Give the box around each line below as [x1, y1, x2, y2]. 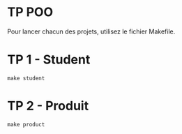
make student [7, 75, 45, 82]
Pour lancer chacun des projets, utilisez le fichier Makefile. [7, 27, 176, 36]
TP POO [7, 4, 54, 20]
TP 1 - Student [7, 52, 91, 68]
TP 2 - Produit [7, 98, 89, 114]
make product [7, 121, 45, 128]
